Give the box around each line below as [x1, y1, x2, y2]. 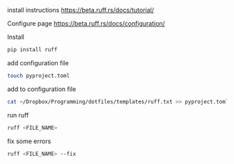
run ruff [7, 110, 29, 119]
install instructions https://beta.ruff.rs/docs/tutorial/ [7, 6, 155, 14]
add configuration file [7, 58, 69, 67]
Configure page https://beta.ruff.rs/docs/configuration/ [7, 19, 166, 27]
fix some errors [7, 137, 52, 145]
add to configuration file [7, 85, 77, 93]
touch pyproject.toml [7, 72, 70, 79]
